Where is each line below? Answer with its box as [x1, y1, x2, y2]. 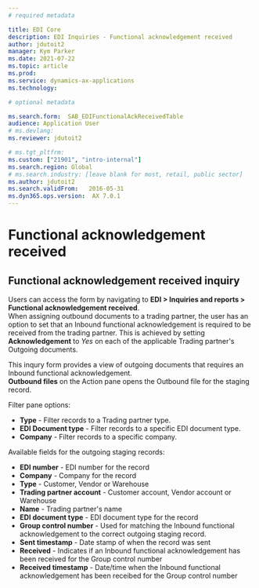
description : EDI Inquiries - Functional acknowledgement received [8, 33, 233, 41]
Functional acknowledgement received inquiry [8, 274, 240, 287]
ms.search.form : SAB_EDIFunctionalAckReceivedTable [8, 112, 184, 120]
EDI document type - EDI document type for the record [19, 513, 199, 522]
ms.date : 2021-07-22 [8, 55, 76, 63]
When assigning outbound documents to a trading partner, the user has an [8, 312, 249, 320]
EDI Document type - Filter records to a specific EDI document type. [19, 424, 241, 433]
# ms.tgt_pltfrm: [8, 148, 65, 156]
